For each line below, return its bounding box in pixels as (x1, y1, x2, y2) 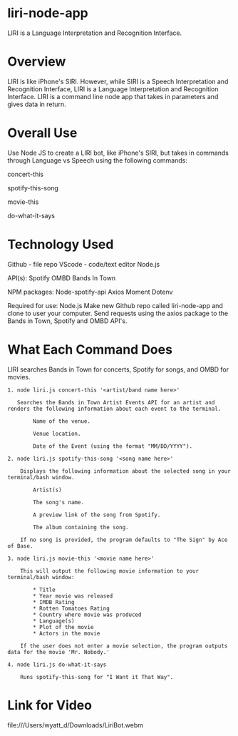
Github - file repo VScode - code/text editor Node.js (7, 260, 160, 268)
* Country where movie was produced (33, 611, 142, 618)
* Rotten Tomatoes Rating (33, 605, 110, 612)
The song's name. (33, 499, 84, 506)
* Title (33, 586, 56, 593)
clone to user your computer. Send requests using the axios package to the (7, 309, 229, 317)
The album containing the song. (33, 523, 130, 531)
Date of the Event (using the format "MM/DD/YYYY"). (33, 442, 193, 450)
